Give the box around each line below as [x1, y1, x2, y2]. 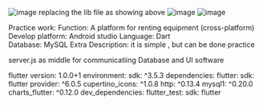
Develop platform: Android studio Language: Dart [8, 32, 171, 41]
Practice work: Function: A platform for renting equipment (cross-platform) [8, 23, 255, 32]
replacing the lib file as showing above [38, 8, 166, 17]
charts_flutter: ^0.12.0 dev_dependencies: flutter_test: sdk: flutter [8, 87, 222, 97]
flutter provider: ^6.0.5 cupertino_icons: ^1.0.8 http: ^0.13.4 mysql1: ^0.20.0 [8, 80, 253, 88]
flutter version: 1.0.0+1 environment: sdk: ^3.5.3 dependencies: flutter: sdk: [8, 71, 255, 80]
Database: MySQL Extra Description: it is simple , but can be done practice [8, 40, 255, 49]
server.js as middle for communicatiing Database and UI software [8, 56, 225, 64]
